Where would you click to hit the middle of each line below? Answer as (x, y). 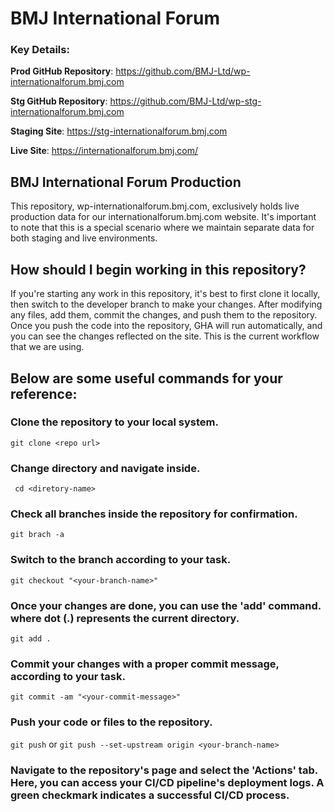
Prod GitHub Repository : (62, 71)
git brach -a (37, 535)
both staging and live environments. (84, 238)
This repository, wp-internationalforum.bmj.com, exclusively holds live (155, 206)
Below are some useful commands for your (146, 378)
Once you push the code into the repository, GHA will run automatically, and (166, 326)
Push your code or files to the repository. (111, 722)
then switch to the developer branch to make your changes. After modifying (166, 304)
